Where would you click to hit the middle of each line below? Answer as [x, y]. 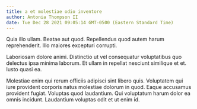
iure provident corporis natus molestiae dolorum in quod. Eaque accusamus [99, 87]
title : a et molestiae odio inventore [54, 11]
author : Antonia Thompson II [42, 17]
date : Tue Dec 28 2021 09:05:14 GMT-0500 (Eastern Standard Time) [90, 22]
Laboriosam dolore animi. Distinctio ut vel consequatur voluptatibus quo [94, 57]
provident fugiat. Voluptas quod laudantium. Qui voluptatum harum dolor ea [99, 93]
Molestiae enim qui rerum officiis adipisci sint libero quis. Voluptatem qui [95, 81]
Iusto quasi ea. [24, 70]
